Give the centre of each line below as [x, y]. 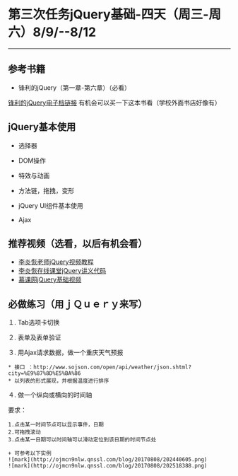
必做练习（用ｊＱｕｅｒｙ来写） [78, 304]
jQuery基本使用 [42, 127]
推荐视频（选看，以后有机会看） [78, 244]
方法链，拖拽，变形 [46, 190]
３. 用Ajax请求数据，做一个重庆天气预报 [66, 353]
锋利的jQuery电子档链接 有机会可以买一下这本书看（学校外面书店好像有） [114, 103]
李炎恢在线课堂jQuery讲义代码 [62, 271]
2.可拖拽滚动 [24, 432]
